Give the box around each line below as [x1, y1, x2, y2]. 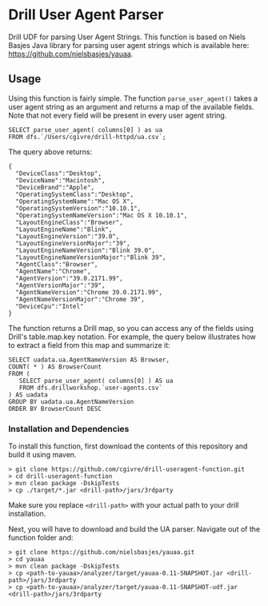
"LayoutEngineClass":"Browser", [15, 218, 124, 226]
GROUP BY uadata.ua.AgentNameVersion [8, 397, 134, 405]
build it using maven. [8, 450, 77, 460]
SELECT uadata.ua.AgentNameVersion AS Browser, [8, 356, 170, 364]
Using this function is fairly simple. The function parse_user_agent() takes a [8, 94, 258, 103]
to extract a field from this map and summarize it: [8, 340, 170, 349]
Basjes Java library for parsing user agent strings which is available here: [8, 40, 250, 50]
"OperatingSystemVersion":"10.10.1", [15, 204, 142, 213]
